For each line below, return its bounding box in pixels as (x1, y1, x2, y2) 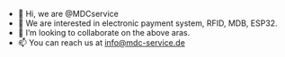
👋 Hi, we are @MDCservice (17, 9, 119, 19)
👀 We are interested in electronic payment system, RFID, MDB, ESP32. (17, 18, 278, 28)
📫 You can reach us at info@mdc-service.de (17, 37, 186, 48)
